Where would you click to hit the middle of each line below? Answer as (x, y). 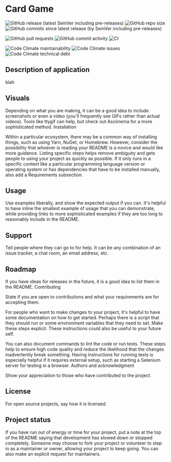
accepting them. (22, 302)
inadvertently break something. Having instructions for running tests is (79, 355)
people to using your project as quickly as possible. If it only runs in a (78, 158)
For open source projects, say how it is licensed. (56, 404)
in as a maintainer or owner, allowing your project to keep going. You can (82, 448)
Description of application (48, 70)
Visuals (17, 98)
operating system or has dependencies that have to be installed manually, (83, 169)
